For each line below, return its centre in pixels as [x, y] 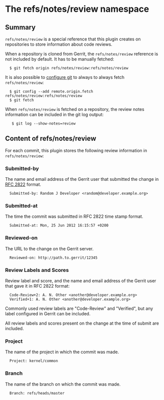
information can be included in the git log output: [55, 115]
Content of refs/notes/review [51, 139]
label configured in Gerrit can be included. [48, 314]
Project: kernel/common [34, 361]
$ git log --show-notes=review [44, 124]
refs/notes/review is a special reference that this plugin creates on [73, 39]
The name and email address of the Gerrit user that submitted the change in [82, 179]
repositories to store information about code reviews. [59, 44]
